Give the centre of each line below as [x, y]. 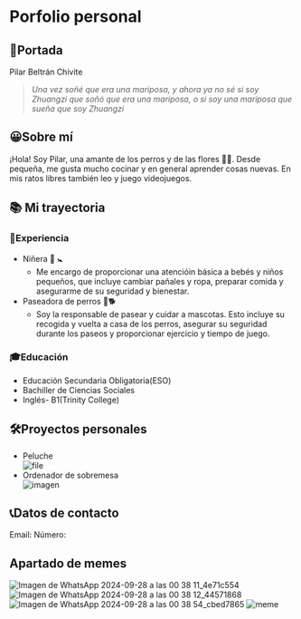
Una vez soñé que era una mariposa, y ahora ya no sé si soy [145, 89]
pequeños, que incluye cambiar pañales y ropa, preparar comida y [160, 281]
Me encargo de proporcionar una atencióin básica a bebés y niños [160, 271]
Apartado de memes [68, 563]
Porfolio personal [75, 17]
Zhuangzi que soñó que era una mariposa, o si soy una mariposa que [162, 99]
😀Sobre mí [42, 137]
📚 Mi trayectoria [57, 208]
